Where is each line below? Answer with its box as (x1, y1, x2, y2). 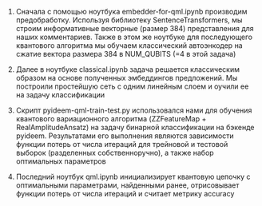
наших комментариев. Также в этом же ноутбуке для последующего (15, 32, 253, 42)
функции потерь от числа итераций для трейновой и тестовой (15, 140, 228, 149)
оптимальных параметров (15, 156, 106, 166)
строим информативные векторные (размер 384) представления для (15, 24, 254, 33)
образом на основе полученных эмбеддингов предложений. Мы (15, 73, 238, 82)
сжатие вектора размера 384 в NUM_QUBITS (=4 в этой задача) (15, 50, 236, 58)
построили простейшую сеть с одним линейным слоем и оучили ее (15, 81, 249, 91)
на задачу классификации (15, 90, 105, 99)
